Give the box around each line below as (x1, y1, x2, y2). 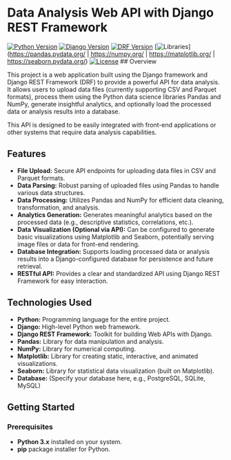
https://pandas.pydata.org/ (9, 50, 86, 58)
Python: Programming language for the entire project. (17, 315, 171, 323)
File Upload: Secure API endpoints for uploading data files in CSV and (17, 166, 216, 174)
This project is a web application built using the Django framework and (7, 71, 208, 79)
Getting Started (7, 401, 75, 413)
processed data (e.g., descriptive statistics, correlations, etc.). (17, 218, 194, 226)
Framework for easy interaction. (17, 277, 108, 285)
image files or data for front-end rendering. (17, 240, 140, 248)
